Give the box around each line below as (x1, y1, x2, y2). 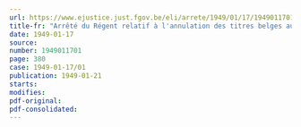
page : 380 (9, 55, 47, 63)
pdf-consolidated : (9, 105, 78, 114)
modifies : (9, 88, 47, 97)
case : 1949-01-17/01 (9, 63, 87, 72)
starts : (9, 80, 39, 89)
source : (9, 38, 39, 47)
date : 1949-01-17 (9, 30, 74, 38)
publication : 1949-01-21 (9, 72, 102, 80)
